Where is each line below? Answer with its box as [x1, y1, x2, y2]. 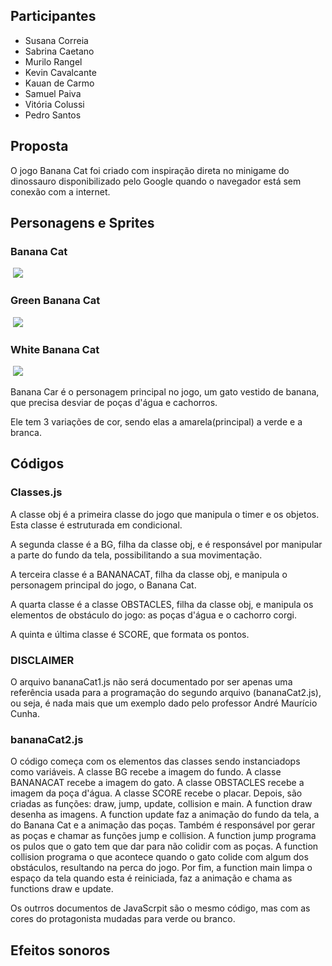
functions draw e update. [10, 883, 114, 895]
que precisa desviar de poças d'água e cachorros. [10, 396, 218, 408]
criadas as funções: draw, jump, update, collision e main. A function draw [10, 798, 313, 810]
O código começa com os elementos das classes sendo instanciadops [10, 755, 301, 768]
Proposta [10, 138, 69, 155]
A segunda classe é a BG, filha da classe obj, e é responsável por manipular [10, 538, 323, 550]
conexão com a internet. [10, 185, 111, 198]
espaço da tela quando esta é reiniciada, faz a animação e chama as [10, 872, 293, 884]
